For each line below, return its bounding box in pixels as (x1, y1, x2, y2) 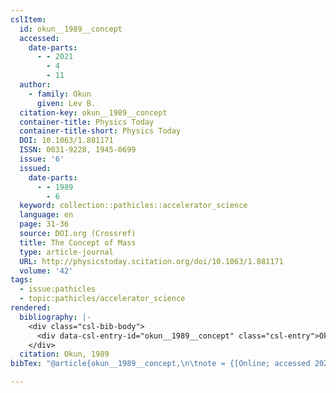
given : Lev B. (36, 98, 97, 108)
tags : (10, 275, 33, 285)
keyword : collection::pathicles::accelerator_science (19, 201, 248, 211)
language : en (19, 210, 74, 220)
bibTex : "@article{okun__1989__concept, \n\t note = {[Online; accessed (10, 359, 311, 369)
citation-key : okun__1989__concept (19, 107, 168, 118)
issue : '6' (19, 154, 65, 164)
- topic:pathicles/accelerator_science (19, 294, 186, 304)
